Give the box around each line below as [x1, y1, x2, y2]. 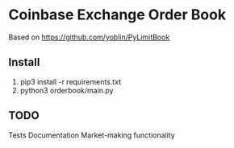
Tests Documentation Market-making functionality [8, 130, 175, 140]
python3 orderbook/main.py [19, 85, 115, 95]
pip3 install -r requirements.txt [19, 76, 122, 86]
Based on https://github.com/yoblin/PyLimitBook [8, 32, 170, 42]
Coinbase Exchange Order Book [8, 6, 227, 24]
